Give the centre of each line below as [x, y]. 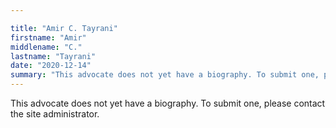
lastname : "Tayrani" [53, 56]
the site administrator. [55, 114]
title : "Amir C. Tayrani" [64, 28]
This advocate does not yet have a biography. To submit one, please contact [168, 103]
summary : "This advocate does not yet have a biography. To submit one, [165, 75]
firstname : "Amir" [48, 37]
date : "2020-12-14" [51, 66]
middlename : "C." [46, 47]
